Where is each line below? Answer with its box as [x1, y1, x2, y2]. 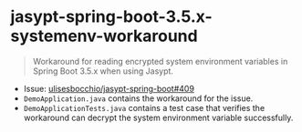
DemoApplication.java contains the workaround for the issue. [23, 93, 254, 104]
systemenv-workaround [10, 25, 199, 46]
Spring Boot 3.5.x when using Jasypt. [32, 66, 174, 76]
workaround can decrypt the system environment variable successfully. [23, 112, 294, 123]
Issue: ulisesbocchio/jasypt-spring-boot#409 [23, 83, 195, 94]
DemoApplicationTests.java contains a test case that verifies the [23, 102, 266, 113]
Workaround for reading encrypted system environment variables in [32, 56, 288, 66]
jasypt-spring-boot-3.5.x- [10, 6, 213, 27]
